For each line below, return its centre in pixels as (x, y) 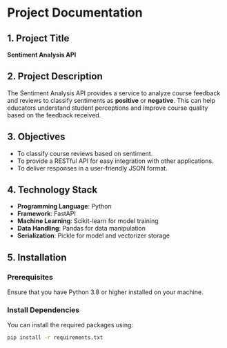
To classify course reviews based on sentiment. (85, 153)
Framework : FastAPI (46, 214)
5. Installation (37, 257)
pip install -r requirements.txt (55, 338)
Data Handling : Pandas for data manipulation (81, 229)
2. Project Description (55, 76)
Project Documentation (75, 13)
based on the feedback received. (54, 115)
